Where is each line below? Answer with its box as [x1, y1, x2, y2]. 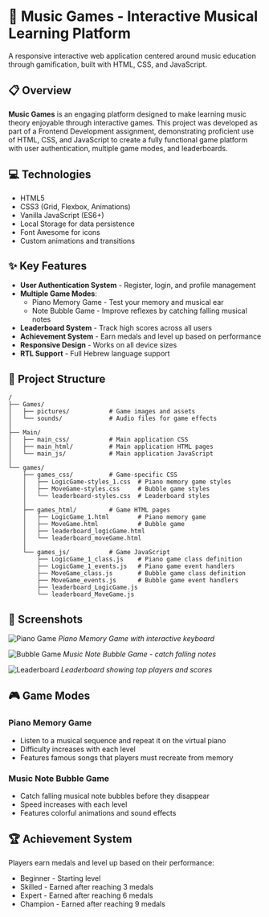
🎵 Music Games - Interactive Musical [8, 7, 259, 26]
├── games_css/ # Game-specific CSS [22, 471, 178, 479]
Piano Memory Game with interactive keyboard [58, 634, 215, 643]
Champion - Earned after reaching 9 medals [19, 898, 166, 908]
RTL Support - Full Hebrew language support [19, 349, 170, 359]
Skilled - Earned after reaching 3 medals [19, 882, 154, 891]
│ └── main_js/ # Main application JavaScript [8, 450, 214, 458]
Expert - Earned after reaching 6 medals [19, 890, 153, 900]
